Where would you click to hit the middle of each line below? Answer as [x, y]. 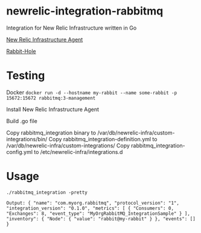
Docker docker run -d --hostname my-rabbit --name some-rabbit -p [92, 92]
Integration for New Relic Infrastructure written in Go [72, 28]
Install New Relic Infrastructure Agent [53, 109]
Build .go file [22, 121]
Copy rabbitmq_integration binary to [51, 132]
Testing [26, 76]
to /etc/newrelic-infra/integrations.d [78, 152]
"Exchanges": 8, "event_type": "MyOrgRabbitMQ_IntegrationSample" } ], [98, 213]
